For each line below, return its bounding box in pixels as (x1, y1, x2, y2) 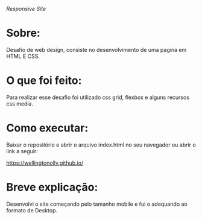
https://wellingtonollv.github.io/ (6, 159, 84, 167)
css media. (6, 100, 33, 107)
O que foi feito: (6, 74, 82, 87)
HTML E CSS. (6, 52, 40, 60)
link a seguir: (6, 147, 38, 154)
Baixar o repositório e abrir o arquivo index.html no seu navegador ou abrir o (6, 141, 196, 148)
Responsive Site (6, 5, 46, 12)
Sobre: (6, 27, 40, 40)
